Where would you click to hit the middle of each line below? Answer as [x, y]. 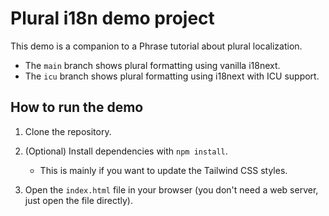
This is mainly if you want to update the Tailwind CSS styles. [163, 170]
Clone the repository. [68, 131]
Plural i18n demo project [112, 18]
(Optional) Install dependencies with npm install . [126, 151]
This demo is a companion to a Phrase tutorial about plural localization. [156, 46]
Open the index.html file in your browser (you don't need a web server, [171, 189]
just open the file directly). [78, 200]
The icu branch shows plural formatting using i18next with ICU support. [172, 76]
